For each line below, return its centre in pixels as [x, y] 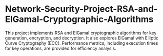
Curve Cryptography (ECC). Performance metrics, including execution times [81, 43]
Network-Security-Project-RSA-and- [81, 9]
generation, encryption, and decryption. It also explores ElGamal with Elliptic [82, 38]
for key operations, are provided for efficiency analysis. [61, 48]
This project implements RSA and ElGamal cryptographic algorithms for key [81, 33]
